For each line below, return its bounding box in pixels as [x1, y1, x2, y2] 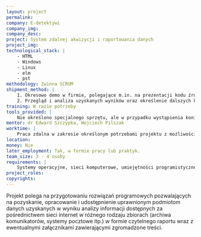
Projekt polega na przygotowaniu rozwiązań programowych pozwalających [6, 192, 191, 199]
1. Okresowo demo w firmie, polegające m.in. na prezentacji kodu [17, 92, 186, 98]
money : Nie [6, 142, 33, 148]
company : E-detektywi [6, 20, 60, 26]
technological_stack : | [6, 48, 66, 54]
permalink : [6, 14, 33, 20]
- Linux [17, 64, 36, 71]
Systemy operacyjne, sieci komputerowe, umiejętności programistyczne [17, 165, 197, 171]
